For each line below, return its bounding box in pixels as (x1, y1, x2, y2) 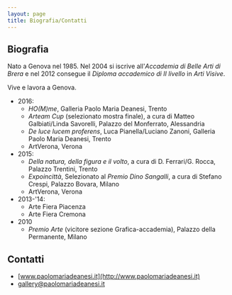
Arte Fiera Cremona (28, 210, 87, 218)
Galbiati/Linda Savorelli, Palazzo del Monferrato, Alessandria (28, 120, 205, 128)
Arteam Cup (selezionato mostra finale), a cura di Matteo (28, 112, 195, 121)
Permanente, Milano (28, 233, 87, 241)
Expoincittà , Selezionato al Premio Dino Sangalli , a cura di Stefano (28, 172, 222, 181)
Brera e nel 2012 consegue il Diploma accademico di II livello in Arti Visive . (7, 69, 226, 78)
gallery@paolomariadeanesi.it (17, 279, 105, 288)
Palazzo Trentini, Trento (28, 165, 98, 174)
